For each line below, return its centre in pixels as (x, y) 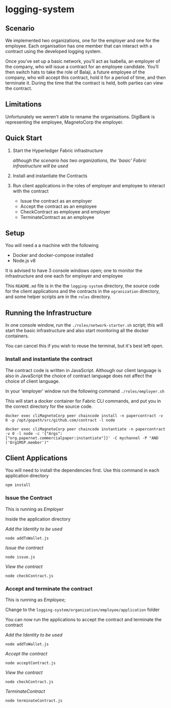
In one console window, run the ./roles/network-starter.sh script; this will (84, 325)
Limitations (23, 104)
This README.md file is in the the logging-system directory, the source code (82, 286)
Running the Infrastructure (48, 313)
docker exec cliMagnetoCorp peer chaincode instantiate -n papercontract (86, 429)
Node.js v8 (24, 261)
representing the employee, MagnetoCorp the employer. (64, 122)
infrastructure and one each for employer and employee (64, 276)
